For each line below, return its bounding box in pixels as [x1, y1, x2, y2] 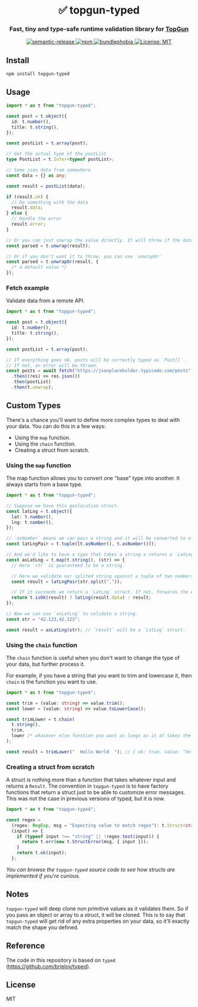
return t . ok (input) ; [16, 850, 67, 856]
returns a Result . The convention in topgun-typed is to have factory [6, 783, 169, 790]
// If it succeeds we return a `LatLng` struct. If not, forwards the [11, 589, 189, 595]
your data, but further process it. [6, 661, 85, 668]
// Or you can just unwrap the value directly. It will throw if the [6, 237, 181, 243]
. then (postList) [11, 379, 51, 385]
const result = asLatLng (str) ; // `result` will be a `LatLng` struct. [6, 627, 186, 633]
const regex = [6, 817, 41, 823]
